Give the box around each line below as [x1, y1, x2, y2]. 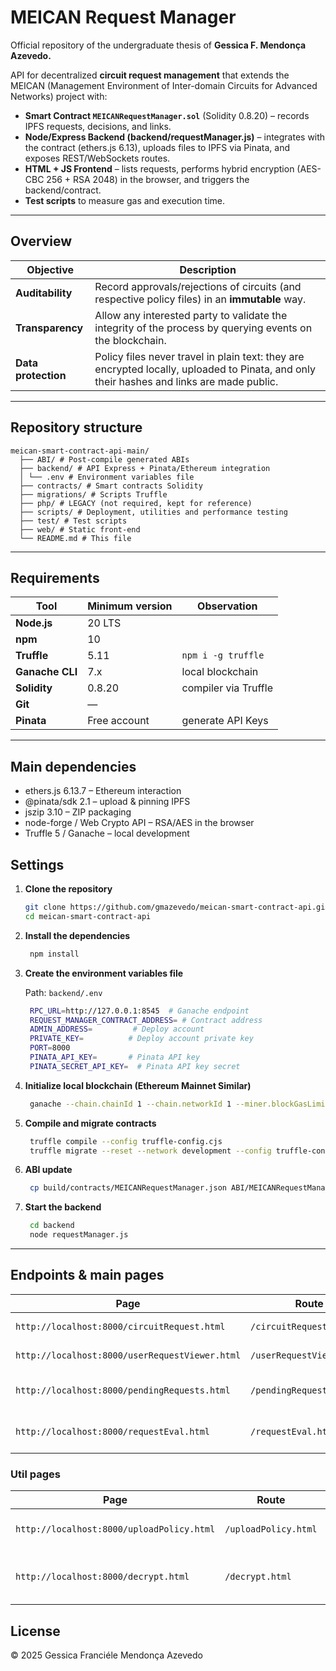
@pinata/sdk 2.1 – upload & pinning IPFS [24, 796, 191, 808]
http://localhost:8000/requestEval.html [15, 1426, 210, 1437]
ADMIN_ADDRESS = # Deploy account [29, 1024, 205, 1035]
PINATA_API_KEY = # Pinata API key [29, 1052, 201, 1062]
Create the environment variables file [24, 967, 184, 979]
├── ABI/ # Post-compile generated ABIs [19, 454, 190, 465]
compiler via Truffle [181, 681, 273, 695]
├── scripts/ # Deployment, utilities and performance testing [19, 507, 288, 517]
